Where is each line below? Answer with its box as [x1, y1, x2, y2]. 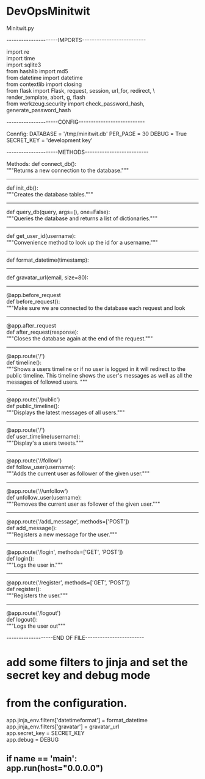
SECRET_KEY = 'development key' [6, 136, 93, 144]
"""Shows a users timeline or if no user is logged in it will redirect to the [6, 365, 186, 373]
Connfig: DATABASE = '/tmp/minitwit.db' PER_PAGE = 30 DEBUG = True [6, 130, 187, 137]
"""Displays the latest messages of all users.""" [6, 409, 125, 416]
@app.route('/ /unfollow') [6, 487, 68, 495]
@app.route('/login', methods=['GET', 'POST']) [6, 548, 123, 556]
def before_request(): [6, 298, 60, 305]
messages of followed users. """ [6, 378, 88, 386]
